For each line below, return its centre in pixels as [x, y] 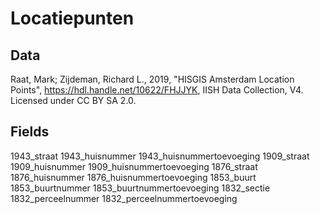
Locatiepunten [72, 18]
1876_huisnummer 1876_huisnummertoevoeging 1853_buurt [133, 177]
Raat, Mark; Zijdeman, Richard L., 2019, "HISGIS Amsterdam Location [152, 79]
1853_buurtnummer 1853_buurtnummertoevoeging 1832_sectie [140, 188]
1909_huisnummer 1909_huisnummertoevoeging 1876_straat [134, 166]
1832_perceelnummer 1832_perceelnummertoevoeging [124, 198]
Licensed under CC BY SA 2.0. [73, 100]
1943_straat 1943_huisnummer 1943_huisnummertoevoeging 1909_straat [160, 156]
